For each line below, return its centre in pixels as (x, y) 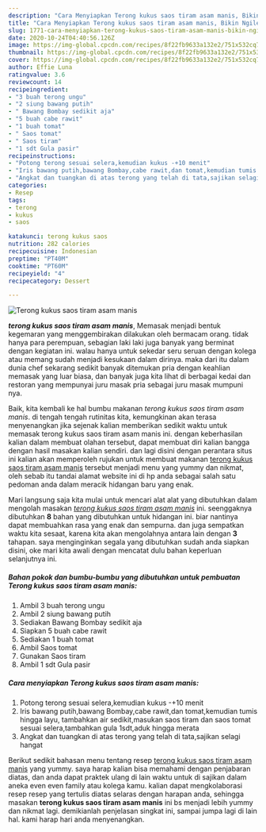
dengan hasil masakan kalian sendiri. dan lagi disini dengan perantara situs (130, 451)
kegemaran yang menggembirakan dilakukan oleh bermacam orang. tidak (129, 334)
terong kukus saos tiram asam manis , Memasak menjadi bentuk (115, 325)
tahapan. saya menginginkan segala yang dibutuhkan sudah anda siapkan (129, 542)
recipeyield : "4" (37, 273)
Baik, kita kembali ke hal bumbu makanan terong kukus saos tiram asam (126, 409)
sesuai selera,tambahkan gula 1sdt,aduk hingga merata (109, 728)
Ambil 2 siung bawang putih (65, 614)
